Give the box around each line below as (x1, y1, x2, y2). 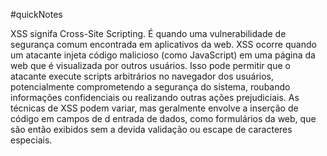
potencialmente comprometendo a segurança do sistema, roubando (10, 81, 291, 93)
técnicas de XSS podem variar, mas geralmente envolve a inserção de (10, 102, 299, 114)
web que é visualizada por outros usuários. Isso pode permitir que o (10, 60, 291, 71)
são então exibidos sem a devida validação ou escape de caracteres (10, 124, 293, 135)
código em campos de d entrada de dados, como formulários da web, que (10, 113, 317, 124)
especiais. (10, 134, 53, 146)
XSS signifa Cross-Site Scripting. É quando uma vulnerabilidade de (10, 28, 287, 39)
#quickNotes (10, 9, 63, 20)
